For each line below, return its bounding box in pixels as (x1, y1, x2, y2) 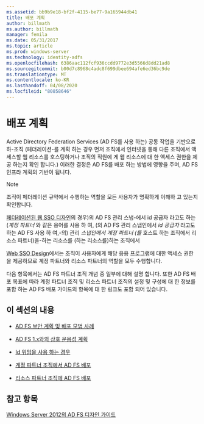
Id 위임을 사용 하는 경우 (15, 348, 71, 356)
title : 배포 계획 (6, 15, 46, 21)
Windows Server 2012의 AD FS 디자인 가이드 (6, 411, 116, 419)
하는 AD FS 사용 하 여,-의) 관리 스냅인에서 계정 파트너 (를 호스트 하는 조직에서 (6, 229, 191, 236)
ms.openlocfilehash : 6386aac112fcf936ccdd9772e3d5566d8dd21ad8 (6, 60, 171, 66)
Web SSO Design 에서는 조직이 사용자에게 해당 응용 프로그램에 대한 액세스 (6, 250, 183, 257)
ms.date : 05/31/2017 (6, 37, 59, 43)
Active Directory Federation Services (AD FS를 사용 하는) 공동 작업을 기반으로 (6, 138, 196, 145)
